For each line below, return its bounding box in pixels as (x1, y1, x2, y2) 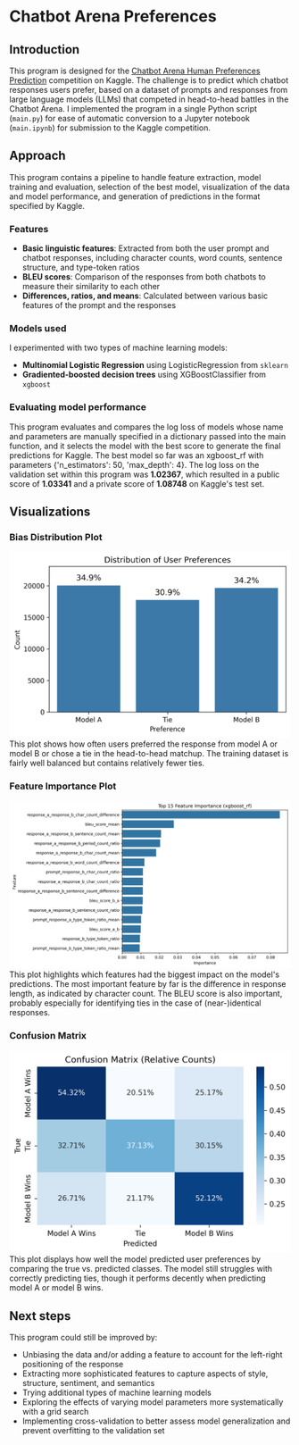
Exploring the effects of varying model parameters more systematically (21, 1397, 284, 1407)
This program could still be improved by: (9, 1332, 158, 1343)
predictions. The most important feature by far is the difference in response (9, 979, 287, 990)
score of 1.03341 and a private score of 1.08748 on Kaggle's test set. (9, 478, 265, 489)
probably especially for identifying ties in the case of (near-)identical (9, 998, 262, 1008)
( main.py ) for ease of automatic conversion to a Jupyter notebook (9, 113, 251, 123)
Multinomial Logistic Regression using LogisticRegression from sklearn (21, 360, 288, 371)
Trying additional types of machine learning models (21, 1387, 212, 1399)
